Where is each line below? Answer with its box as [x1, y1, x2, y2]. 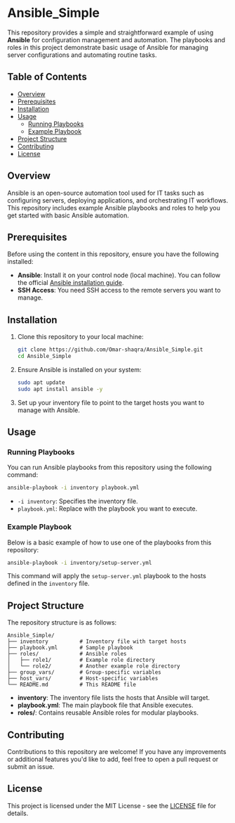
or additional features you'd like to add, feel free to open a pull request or [7, 755, 219, 764]
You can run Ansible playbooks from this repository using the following [7, 463, 212, 472]
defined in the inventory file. [7, 579, 90, 588]
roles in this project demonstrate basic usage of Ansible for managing [7, 43, 209, 51]
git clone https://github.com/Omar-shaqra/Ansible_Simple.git [17, 346, 203, 353]
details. [7, 809, 29, 817]
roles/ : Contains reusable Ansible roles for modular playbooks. [17, 708, 199, 717]
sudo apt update [17, 378, 65, 386]
